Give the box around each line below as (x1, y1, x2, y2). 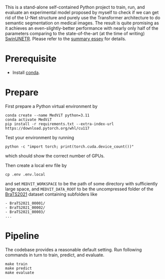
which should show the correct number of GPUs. (5, 153, 105, 159)
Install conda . (12, 69, 40, 75)
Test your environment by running (5, 134, 74, 140)
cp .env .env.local (5, 172, 46, 177)
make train (5, 261, 28, 267)
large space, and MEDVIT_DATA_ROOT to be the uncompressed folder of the (5, 186, 154, 192)
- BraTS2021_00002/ (5, 205, 46, 210)
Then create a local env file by (5, 162, 67, 168)
